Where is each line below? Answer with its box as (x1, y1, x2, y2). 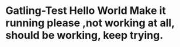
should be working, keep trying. (5, 29, 164, 42)
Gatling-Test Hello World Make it (5, 4, 166, 17)
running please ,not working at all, (5, 16, 175, 30)
